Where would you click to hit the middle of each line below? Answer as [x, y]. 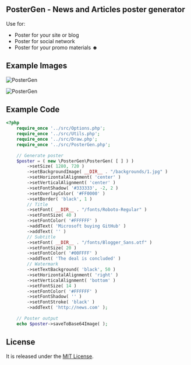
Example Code [33, 109]
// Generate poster [40, 155]
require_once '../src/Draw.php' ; [57, 140]
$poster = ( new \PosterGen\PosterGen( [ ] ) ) [75, 161]
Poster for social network [45, 41]
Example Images [37, 66]
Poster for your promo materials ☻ [56, 47]
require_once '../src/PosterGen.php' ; [63, 145]
